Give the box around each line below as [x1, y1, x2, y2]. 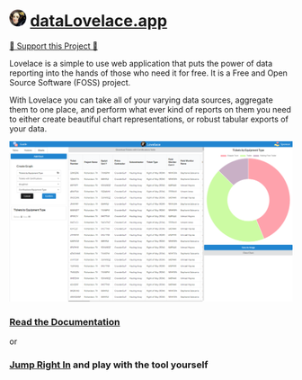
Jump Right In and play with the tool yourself [9, 358, 209, 371]
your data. [9, 122, 48, 134]
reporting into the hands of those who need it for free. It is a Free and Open [9, 68, 288, 78]
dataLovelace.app [30, 11, 168, 32]
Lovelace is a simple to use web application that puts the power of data [9, 58, 273, 68]
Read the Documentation [9, 315, 120, 328]
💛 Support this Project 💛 [9, 41, 99, 51]
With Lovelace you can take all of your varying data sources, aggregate [9, 95, 274, 105]
